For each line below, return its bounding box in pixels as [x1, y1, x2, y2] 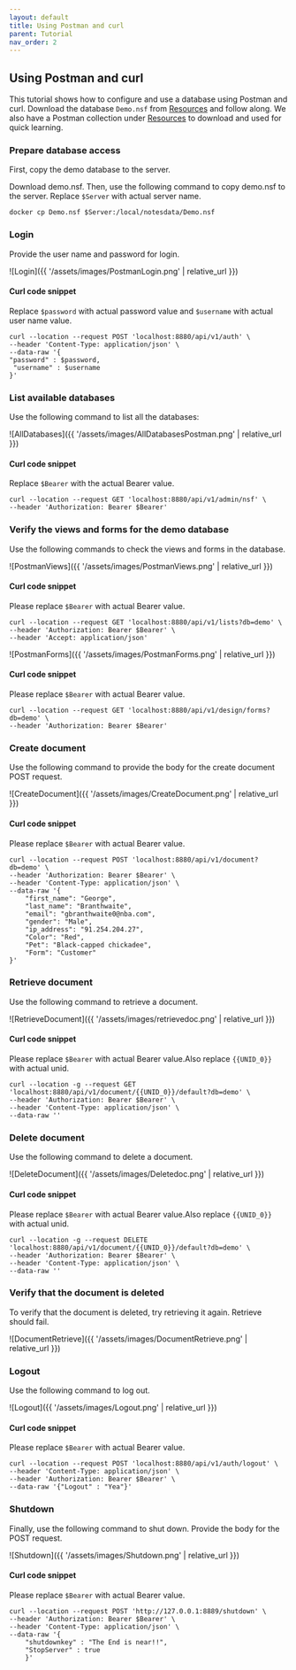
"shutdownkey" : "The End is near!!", [25, 1637, 168, 1647]
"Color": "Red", [25, 932, 86, 941]
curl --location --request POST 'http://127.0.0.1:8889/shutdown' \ [9, 1606, 267, 1616]
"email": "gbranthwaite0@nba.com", [25, 909, 156, 918]
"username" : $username [12, 363, 101, 372]
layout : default [9, 12, 69, 22]
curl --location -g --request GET [9, 1080, 137, 1089]
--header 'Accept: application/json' [9, 633, 148, 642]
